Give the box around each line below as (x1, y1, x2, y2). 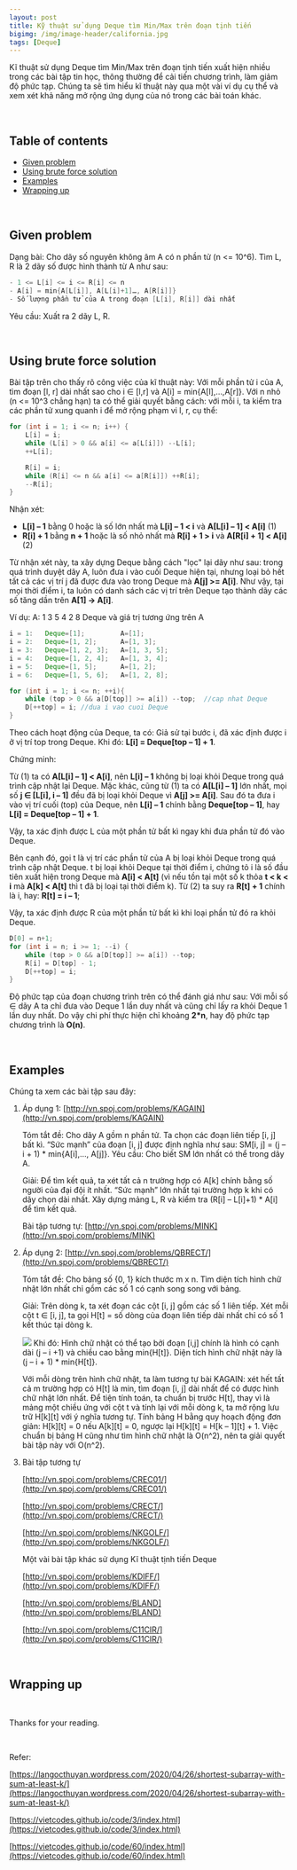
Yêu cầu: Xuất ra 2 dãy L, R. (9, 310, 111, 321)
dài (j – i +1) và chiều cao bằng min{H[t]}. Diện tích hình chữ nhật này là (21, 1347, 283, 1358)
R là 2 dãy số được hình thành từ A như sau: (9, 261, 168, 271)
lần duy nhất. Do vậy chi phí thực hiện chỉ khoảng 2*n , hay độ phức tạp (9, 1010, 270, 1021)
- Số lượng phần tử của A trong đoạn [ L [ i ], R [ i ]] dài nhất (9, 295, 237, 303)
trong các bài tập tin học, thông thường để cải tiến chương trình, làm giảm (9, 72, 278, 82)
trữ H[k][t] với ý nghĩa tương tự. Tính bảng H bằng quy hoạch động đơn (21, 1411, 282, 1422)
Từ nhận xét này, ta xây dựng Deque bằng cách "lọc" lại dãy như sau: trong (9, 557, 284, 568)
